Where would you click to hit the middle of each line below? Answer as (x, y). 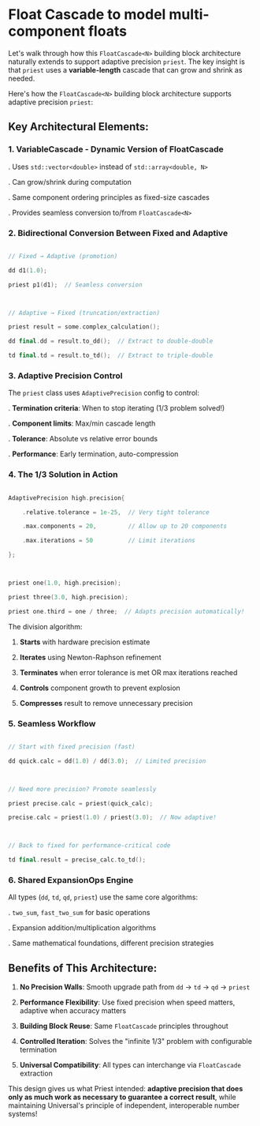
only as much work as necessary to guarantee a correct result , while (122, 1097)
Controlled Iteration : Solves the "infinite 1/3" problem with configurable (136, 1042)
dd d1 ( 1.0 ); (28, 270)
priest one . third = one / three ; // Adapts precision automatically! (126, 611)
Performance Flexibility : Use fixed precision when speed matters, (127, 1002)
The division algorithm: (45, 626)
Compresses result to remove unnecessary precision (106, 703)
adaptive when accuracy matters (73, 1011)
